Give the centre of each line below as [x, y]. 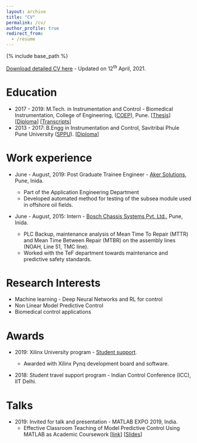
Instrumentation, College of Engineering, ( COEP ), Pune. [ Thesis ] [93, 115]
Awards [25, 336]
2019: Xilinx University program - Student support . [76, 352]
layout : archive [26, 12]
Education [32, 92]
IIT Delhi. [25, 381]
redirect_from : [25, 34]
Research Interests [53, 283]
